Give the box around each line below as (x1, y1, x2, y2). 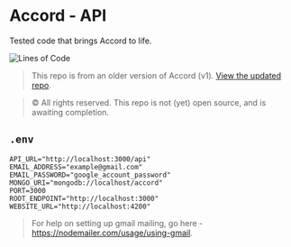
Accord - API (9, 5, 107, 26)
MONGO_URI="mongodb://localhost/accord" (9, 178, 164, 188)
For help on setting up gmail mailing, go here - (31, 217, 204, 228)
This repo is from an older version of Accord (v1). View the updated (31, 69, 282, 81)
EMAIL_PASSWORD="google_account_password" (9, 170, 171, 179)
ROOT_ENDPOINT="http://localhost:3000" (9, 194, 159, 203)
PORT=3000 (9, 186, 47, 195)
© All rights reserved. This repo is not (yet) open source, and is (31, 96, 267, 108)
